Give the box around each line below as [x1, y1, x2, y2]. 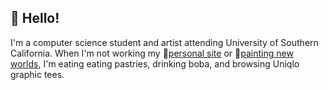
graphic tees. [10, 68, 65, 80]
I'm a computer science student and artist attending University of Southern [10, 36, 319, 48]
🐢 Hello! [10, 10, 60, 27]
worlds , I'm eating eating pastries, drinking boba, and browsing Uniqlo [10, 57, 300, 70]
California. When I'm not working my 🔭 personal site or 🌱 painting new [10, 47, 294, 59]
